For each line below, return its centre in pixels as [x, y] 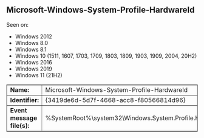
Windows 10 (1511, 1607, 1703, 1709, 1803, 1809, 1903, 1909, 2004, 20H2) [106, 56]
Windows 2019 [34, 69]
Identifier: [25, 100]
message [24, 118]
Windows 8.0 [32, 43]
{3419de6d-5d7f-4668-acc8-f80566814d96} [116, 100]
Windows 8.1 [31, 49]
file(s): [20, 125]
